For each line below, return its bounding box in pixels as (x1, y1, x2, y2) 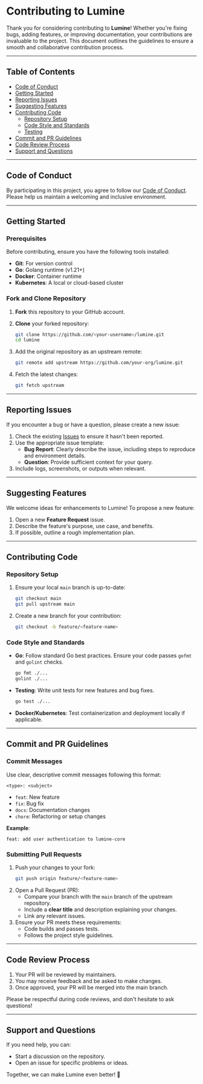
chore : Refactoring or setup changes (14, 813, 106, 820)
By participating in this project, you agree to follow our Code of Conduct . (6, 187, 187, 194)
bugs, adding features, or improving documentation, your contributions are (6, 30, 192, 38)
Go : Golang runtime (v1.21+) (14, 266, 85, 274)
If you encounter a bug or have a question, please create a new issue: (6, 421, 180, 428)
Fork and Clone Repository (6, 294, 86, 303)
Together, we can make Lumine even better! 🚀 (6, 1071, 121, 1079)
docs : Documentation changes (14, 806, 91, 813)
